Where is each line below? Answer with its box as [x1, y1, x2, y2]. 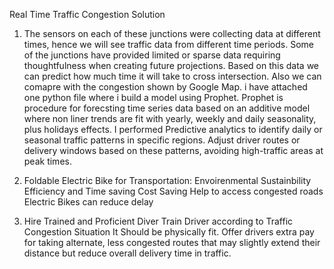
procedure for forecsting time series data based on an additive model [23, 102, 311, 114]
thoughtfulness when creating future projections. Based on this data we [23, 60, 320, 71]
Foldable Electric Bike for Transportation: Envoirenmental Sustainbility [23, 175, 312, 186]
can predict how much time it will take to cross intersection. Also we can [23, 70, 322, 82]
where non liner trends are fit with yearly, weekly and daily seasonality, [23, 113, 317, 124]
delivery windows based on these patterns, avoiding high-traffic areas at [23, 145, 324, 156]
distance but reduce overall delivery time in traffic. [23, 247, 232, 259]
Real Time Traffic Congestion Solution [9, 9, 166, 20]
